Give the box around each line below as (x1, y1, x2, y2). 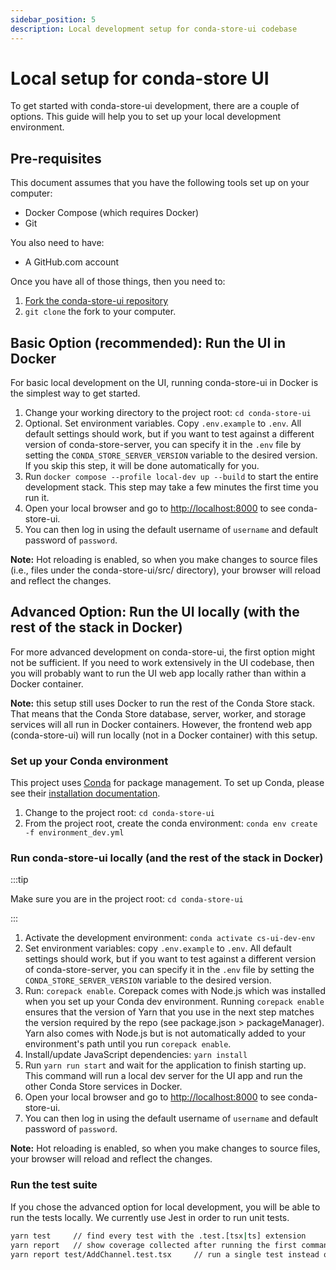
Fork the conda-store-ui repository (24, 295, 169, 307)
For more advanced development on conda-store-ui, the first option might (10, 646, 315, 658)
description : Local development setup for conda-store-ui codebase (10, 24, 298, 34)
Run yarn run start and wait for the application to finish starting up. (24, 1059, 307, 1071)
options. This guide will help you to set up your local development (10, 111, 282, 123)
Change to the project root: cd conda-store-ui (24, 807, 216, 819)
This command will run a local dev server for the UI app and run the (24, 1070, 303, 1082)
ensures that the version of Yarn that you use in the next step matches (24, 1006, 315, 1018)
